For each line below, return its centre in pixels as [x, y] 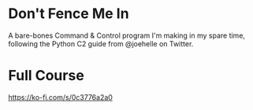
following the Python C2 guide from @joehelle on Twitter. [101, 43]
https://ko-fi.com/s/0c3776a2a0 [60, 97]
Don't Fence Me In [69, 14]
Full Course [46, 76]
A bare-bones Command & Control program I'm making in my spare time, [127, 35]
